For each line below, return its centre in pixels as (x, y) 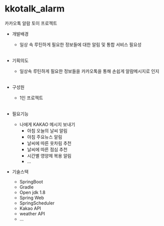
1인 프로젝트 (31, 98)
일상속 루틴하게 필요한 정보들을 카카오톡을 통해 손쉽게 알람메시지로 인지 (89, 71)
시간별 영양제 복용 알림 (49, 155)
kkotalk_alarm (35, 9)
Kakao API (30, 208)
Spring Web (32, 197)
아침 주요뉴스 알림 (45, 137)
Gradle (26, 187)
